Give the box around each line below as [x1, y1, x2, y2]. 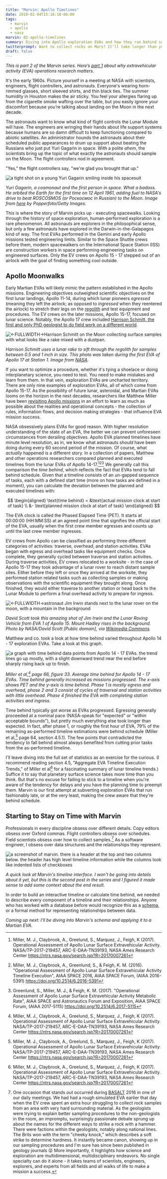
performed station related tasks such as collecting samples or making [5, 575, 148, 581]
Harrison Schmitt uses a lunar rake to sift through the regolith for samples [5, 346, 157, 353]
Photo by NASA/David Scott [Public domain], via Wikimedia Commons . [5, 625, 151, 631]
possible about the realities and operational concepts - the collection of [5, 403, 152, 410]
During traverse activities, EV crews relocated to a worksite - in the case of [5, 559, 159, 565]
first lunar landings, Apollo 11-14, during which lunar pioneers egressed [5, 295, 150, 301]
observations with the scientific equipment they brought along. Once [5, 580, 146, 586]
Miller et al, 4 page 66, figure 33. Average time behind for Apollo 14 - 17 [5, 670, 150, 677]
